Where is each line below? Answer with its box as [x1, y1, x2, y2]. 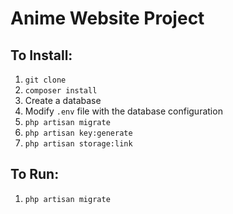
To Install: [10, 47, 73, 64]
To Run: [10, 166, 60, 183]
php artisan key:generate [24, 128, 133, 138]
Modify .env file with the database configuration [24, 105, 223, 117]
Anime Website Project [10, 7, 205, 30]
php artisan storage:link [24, 139, 133, 149]
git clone [24, 75, 67, 85]
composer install [24, 86, 98, 96]
